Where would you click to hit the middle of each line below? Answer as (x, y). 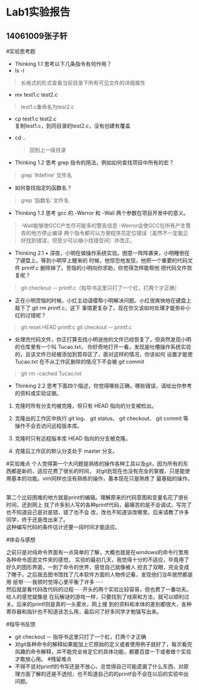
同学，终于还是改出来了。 (37, 519)
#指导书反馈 (21, 624)
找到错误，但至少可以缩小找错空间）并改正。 (80, 240)
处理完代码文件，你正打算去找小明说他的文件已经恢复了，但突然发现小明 (103, 339)
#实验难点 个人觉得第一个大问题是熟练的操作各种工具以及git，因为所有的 (95, 464)
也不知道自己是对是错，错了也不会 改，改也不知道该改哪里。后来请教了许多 (98, 512)
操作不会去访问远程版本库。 (49, 426)
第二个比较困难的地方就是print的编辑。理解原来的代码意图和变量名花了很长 (97, 497)
